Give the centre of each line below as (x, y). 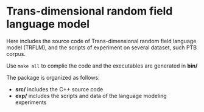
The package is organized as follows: (53, 77)
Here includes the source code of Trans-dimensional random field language (101, 41)
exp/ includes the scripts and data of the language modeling (91, 96)
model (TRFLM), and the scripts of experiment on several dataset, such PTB (101, 47)
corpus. (16, 54)
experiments (31, 102)
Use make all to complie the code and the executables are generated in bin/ (102, 66)
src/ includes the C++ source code (59, 89)
